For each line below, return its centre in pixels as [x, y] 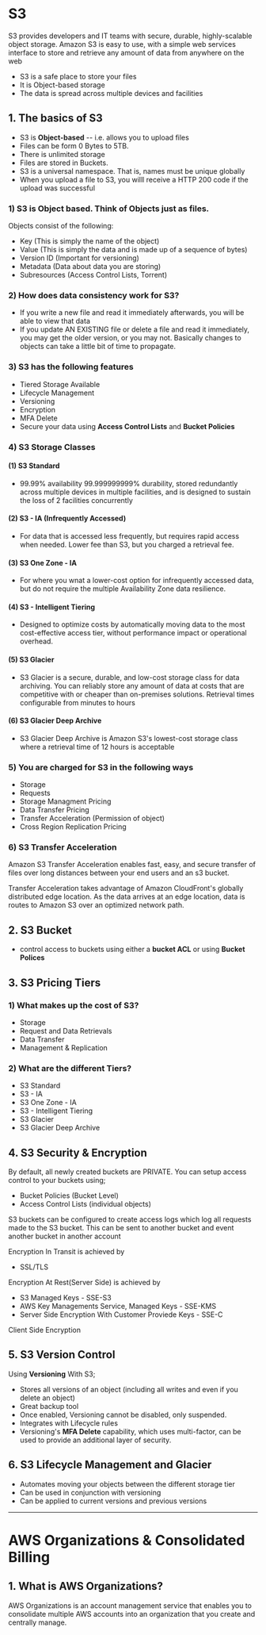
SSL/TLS [34, 1267]
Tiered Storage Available [60, 384]
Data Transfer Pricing [54, 810]
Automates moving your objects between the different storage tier [127, 1483]
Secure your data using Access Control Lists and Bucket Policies [127, 426]
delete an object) [47, 1398]
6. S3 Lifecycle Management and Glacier [110, 1465]
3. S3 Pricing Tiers [55, 983]
